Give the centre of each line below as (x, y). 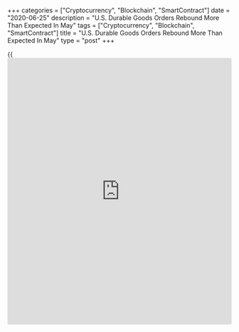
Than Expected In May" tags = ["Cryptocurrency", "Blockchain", (101, 25)
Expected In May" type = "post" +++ (61, 41)
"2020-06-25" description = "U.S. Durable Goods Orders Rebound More (113, 18)
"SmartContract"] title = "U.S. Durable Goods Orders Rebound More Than (115, 33)
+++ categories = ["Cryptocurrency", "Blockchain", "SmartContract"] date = (119, 10)
